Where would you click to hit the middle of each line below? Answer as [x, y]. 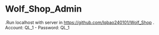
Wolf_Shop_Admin [44, 9]
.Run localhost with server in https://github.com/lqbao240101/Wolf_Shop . [80, 22]
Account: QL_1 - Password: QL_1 [37, 27]
